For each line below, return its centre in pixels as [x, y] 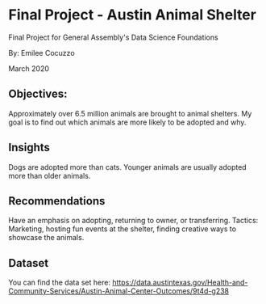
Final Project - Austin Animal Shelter [132, 15]
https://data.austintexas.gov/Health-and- [180, 283]
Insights [29, 148]
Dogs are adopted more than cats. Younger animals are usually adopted [128, 167]
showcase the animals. [46, 238]
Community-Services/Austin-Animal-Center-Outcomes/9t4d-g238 [119, 291]
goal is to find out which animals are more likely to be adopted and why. [127, 122]
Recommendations [57, 201]
